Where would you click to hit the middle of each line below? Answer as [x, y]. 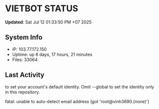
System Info [24, 37]
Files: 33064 [25, 60]
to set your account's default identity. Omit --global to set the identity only [80, 87]
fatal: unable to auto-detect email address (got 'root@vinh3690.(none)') [77, 101]
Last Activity [25, 75]
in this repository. [22, 92]
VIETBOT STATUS [42, 9]
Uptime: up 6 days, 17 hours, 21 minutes [52, 54]
